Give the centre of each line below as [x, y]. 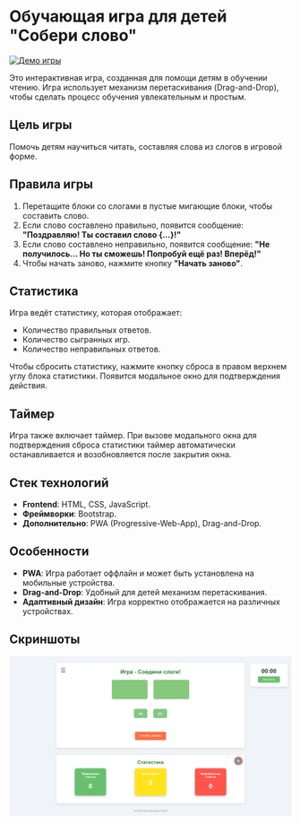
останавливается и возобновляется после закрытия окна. [120, 455]
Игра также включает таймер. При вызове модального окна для [133, 436]
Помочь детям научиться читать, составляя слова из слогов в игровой [146, 146]
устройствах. [47, 611]
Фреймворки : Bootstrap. [69, 514]
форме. [23, 156]
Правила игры [51, 184]
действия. [28, 386]
